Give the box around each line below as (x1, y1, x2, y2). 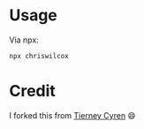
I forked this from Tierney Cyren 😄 (9, 110, 136, 120)
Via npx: (9, 34, 40, 45)
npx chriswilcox (9, 51, 69, 60)
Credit (9, 81, 56, 102)
